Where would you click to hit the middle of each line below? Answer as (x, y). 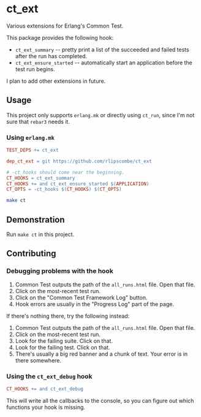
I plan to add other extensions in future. (56, 81)
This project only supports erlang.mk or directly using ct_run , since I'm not (100, 115)
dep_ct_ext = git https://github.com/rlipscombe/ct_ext (79, 161)
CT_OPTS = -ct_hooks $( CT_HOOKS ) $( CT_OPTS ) (64, 189)
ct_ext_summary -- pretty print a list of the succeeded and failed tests (102, 49)
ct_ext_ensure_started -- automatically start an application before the (104, 63)
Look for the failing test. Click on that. (63, 347)
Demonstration (36, 220)
